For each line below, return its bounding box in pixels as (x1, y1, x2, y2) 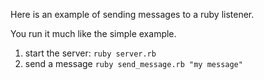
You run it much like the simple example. (10, 28, 177, 39)
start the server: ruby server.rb (24, 47, 157, 59)
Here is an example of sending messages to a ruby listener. (10, 9, 255, 20)
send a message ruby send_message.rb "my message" (24, 58, 243, 69)
